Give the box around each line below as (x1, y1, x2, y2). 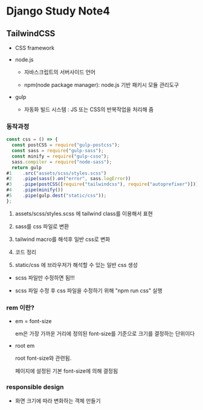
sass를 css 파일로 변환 (14, 222, 69, 230)
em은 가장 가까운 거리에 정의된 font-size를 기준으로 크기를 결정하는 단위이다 (14, 330, 195, 338)
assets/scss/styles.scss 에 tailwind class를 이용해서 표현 (14, 210, 153, 217)
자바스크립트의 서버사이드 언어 (24, 68, 95, 75)
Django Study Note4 (6, 4, 111, 18)
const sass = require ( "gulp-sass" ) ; (11, 148, 104, 154)
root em (14, 342, 35, 350)
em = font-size (14, 318, 53, 325)
